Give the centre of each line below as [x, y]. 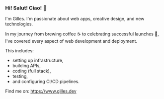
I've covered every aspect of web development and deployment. [71, 41]
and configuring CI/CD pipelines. [46, 82]
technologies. [19, 24]
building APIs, [26, 66]
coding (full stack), [32, 71]
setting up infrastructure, [38, 60]
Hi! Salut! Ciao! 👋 [26, 8]
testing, [20, 76]
